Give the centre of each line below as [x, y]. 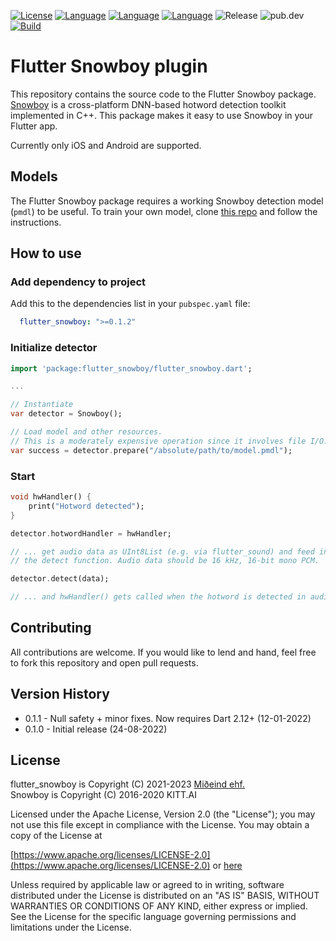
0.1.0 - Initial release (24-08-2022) [96, 729]
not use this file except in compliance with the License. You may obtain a [160, 825]
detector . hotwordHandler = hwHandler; [91, 533]
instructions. [36, 222]
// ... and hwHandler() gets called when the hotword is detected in [158, 597]
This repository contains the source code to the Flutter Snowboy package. [163, 94]
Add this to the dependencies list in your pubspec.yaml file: [130, 304]
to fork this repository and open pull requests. [104, 662]
